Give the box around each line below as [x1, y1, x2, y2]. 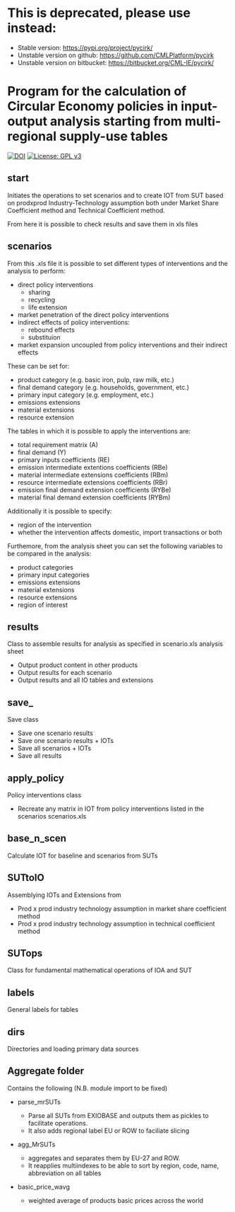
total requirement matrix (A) [17, 440, 99, 449]
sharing [28, 288, 51, 296]
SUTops [7, 947, 43, 959]
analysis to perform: [7, 267, 66, 275]
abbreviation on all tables [28, 1169, 102, 1177]
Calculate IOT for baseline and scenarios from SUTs [7, 851, 158, 860]
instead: [7, 20, 56, 36]
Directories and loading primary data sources [7, 1045, 139, 1053]
